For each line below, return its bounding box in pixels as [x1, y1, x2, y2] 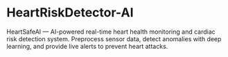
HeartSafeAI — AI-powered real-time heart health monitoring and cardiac [6, 27, 216, 36]
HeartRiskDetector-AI [6, 5, 134, 21]
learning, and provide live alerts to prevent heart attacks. [6, 42, 168, 50]
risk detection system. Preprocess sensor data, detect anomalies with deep [6, 34, 222, 43]
